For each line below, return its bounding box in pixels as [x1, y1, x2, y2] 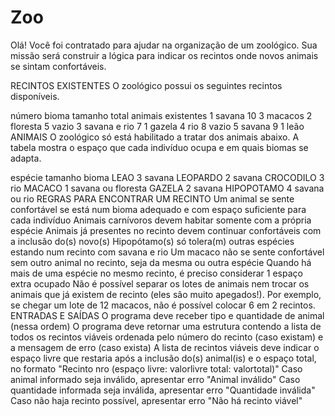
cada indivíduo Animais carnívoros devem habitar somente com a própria [10, 214, 312, 226]
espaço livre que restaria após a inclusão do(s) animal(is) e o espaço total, [10, 352, 317, 364]
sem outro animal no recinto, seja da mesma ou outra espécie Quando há [10, 256, 312, 268]
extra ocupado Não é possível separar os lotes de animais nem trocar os [10, 277, 310, 290]
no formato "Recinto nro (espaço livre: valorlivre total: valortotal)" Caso [10, 362, 303, 375]
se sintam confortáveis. [10, 60, 107, 72]
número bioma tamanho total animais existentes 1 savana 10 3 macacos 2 [10, 109, 313, 121]
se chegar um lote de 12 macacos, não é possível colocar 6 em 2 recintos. [10, 299, 316, 311]
